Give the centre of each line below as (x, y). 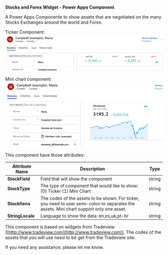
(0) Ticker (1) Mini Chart (66, 191)
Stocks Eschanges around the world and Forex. (54, 22)
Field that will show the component (76, 179)
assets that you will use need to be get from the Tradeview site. (70, 237)
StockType (19, 188)
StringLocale (21, 216)
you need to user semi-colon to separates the (88, 203)
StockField (19, 179)
